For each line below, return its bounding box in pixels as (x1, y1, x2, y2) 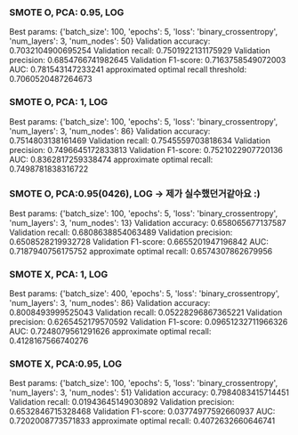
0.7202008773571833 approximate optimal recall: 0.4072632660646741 (9, 415, 276, 426)
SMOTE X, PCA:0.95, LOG (9, 358, 123, 370)
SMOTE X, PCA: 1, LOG (9, 268, 109, 280)
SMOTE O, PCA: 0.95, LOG (9, 6, 125, 19)
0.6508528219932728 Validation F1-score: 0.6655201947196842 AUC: (9, 236, 270, 246)
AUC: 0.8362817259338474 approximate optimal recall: (9, 154, 213, 165)
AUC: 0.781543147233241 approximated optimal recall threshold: (9, 64, 247, 75)
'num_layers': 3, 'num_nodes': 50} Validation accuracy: (9, 36, 211, 46)
